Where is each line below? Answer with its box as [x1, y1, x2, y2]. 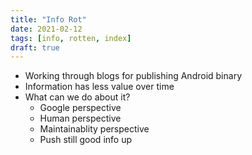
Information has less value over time [24, 81, 175, 93]
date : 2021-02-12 [10, 24, 83, 34]
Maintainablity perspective [39, 123, 150, 135]
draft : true [10, 42, 60, 53]
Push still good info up [39, 134, 132, 146]
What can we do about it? [24, 91, 131, 103]
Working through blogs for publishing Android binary [24, 70, 242, 82]
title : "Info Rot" [10, 14, 87, 25]
